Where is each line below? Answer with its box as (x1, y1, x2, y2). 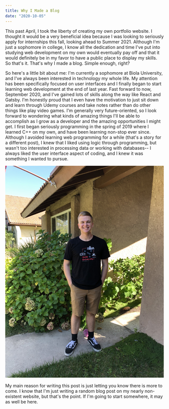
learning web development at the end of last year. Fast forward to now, (5, 86, 152, 92)
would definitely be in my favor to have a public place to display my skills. (5, 54, 157, 61)
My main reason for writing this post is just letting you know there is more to (5, 382, 162, 388)
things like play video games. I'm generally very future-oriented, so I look (5, 107, 157, 113)
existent (5, 393, 22, 399)
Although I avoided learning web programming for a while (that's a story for (5, 134, 161, 140)
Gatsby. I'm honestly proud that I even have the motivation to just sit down (5, 96, 159, 103)
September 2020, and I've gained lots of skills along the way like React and (5, 91, 161, 97)
